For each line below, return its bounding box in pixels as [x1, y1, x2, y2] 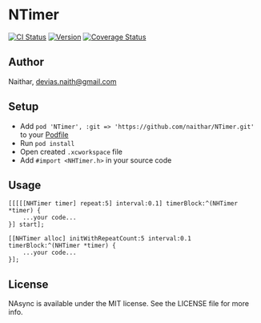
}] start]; [8, 220, 45, 229]
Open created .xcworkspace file [19, 147, 122, 156]
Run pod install [19, 138, 75, 147]
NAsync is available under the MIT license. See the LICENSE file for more [8, 299, 250, 309]
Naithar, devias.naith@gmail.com [8, 76, 117, 86]
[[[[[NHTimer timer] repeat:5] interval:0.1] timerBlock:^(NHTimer [8, 200, 239, 208]
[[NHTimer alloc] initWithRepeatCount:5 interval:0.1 [8, 235, 192, 243]
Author [8, 55, 44, 69]
